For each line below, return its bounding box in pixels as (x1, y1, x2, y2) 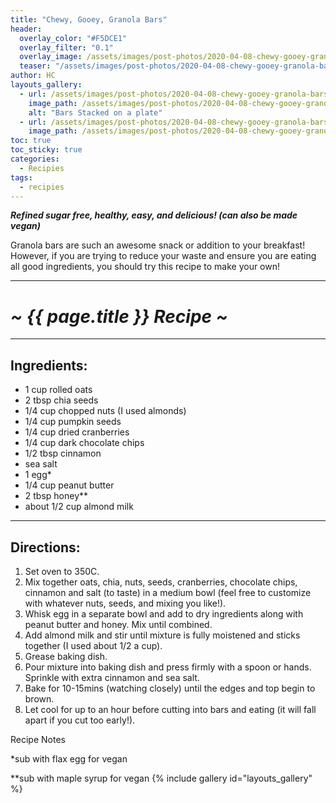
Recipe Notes (10, 733, 66, 745)
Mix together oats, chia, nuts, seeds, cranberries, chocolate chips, (24, 576, 298, 588)
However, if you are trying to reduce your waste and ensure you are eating (10, 250, 317, 262)
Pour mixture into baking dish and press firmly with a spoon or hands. (24, 661, 312, 673)
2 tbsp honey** (24, 490, 89, 502)
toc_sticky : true (10, 145, 83, 155)
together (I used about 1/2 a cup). (24, 639, 163, 651)
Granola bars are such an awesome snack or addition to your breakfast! (10, 239, 306, 251)
